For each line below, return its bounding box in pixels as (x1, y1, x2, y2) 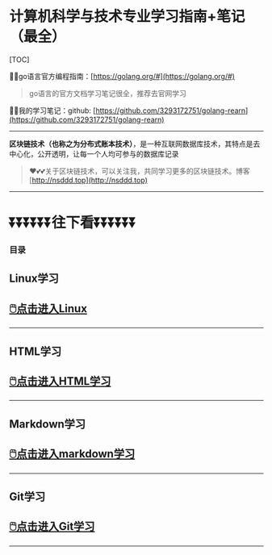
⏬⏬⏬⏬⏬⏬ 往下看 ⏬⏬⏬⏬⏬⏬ (9, 214, 137, 232)
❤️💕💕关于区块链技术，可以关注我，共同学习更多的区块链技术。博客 (28, 166, 250, 176)
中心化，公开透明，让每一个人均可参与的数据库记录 (9, 148, 179, 158)
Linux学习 (9, 272, 59, 286)
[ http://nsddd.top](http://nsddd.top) (28, 175, 149, 185)
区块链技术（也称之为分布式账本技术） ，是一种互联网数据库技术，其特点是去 (9, 139, 261, 148)
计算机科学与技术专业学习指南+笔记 (9, 7, 245, 26)
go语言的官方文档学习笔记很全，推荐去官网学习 (28, 88, 186, 98)
